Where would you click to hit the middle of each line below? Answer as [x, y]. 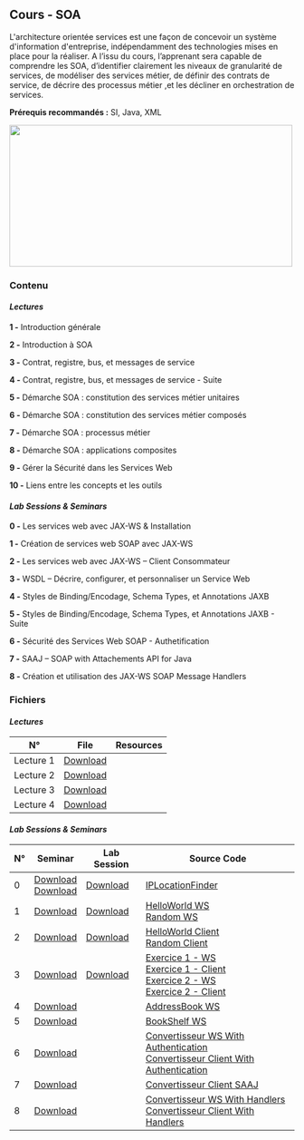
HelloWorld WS [177, 906]
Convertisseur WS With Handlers [215, 1099]
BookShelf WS [176, 1021]
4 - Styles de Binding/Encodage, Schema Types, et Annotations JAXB [139, 597]
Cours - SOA [45, 15]
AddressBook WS [183, 1007]
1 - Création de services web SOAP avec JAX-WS [101, 544]
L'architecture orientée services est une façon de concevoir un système [143, 36]
